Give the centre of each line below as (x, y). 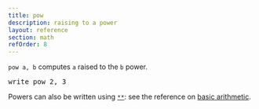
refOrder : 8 (27, 45)
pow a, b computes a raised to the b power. (78, 67)
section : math (31, 37)
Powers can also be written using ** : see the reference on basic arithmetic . (129, 97)
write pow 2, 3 (37, 82)
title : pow (26, 15)
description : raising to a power (63, 23)
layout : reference (38, 30)
